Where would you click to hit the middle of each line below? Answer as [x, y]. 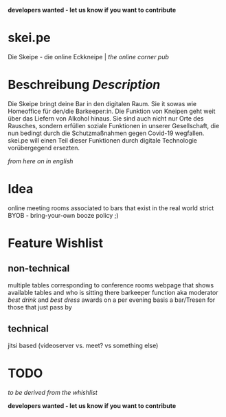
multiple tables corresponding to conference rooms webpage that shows [111, 285]
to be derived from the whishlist [53, 392]
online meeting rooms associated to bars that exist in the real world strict [111, 208]
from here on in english [41, 161]
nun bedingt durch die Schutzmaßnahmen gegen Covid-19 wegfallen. [106, 133]
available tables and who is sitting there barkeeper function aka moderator [113, 292]
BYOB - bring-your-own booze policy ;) [63, 215]
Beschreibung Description [84, 85]
